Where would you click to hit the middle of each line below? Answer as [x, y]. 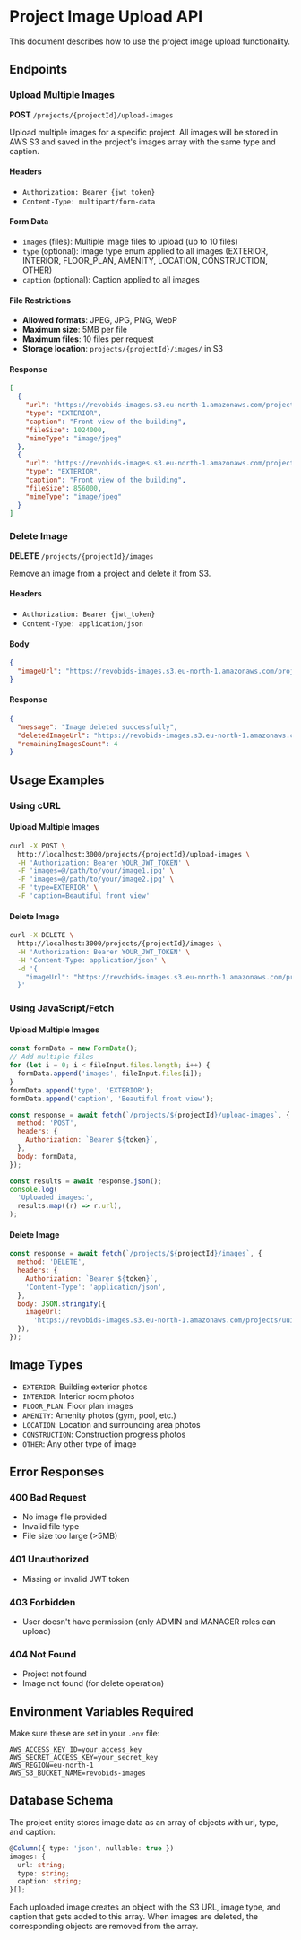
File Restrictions [40, 300]
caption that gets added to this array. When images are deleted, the [133, 1917]
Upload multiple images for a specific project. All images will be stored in [144, 132]
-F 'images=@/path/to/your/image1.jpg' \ [96, 871]
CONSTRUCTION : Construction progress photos [104, 1434]
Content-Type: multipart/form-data [89, 202]
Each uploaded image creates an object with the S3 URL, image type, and [145, 1907]
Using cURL [35, 805]
